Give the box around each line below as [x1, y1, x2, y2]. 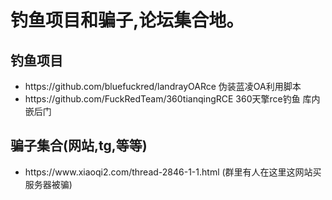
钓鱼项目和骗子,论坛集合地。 [10, 9, 245, 32]
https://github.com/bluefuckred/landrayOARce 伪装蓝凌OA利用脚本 [24, 81, 302, 92]
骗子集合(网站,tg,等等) [10, 137, 148, 155]
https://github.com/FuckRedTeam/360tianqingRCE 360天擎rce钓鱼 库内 [24, 93, 321, 105]
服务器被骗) [24, 178, 73, 190]
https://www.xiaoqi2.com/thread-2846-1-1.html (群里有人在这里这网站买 [24, 166, 322, 178]
